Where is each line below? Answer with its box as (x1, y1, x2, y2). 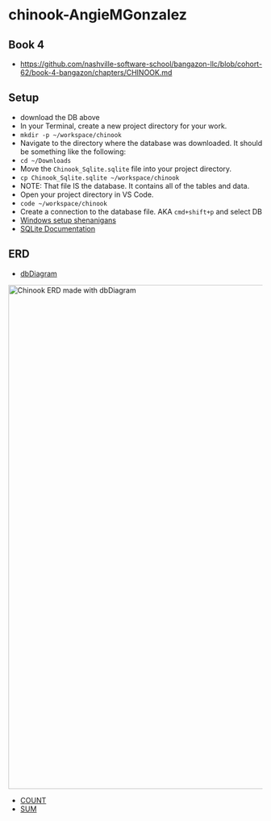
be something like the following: (19, 147, 127, 156)
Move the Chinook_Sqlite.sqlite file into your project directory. (19, 164, 232, 173)
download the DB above (19, 112, 101, 122)
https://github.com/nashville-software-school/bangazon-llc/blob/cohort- (19, 59, 263, 69)
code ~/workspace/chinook (19, 199, 107, 207)
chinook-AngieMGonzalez (8, 6, 188, 24)
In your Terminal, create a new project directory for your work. (19, 121, 227, 131)
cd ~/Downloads (19, 156, 72, 165)
